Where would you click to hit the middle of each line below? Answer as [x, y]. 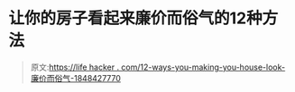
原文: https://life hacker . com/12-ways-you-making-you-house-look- [158, 67]
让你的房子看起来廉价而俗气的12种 [135, 18]
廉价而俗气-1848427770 [75, 78]
